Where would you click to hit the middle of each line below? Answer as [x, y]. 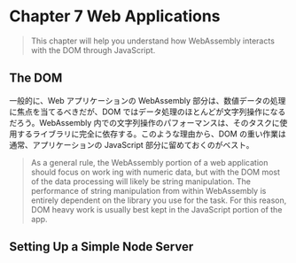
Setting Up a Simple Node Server [101, 247]
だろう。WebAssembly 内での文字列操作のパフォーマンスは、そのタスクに [145, 122]
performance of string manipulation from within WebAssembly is [148, 190]
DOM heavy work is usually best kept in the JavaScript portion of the [156, 209]
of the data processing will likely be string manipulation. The [140, 181]
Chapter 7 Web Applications [115, 16]
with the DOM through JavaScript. [93, 50]
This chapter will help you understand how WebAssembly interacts [152, 41]
